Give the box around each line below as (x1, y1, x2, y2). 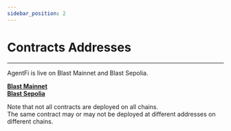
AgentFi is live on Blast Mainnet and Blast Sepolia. (7, 69, 148, 77)
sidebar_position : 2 (7, 10, 67, 17)
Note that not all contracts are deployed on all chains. (7, 102, 159, 110)
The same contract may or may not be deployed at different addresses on (7, 110, 216, 118)
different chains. (7, 117, 54, 126)
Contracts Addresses (7, 39, 132, 55)
